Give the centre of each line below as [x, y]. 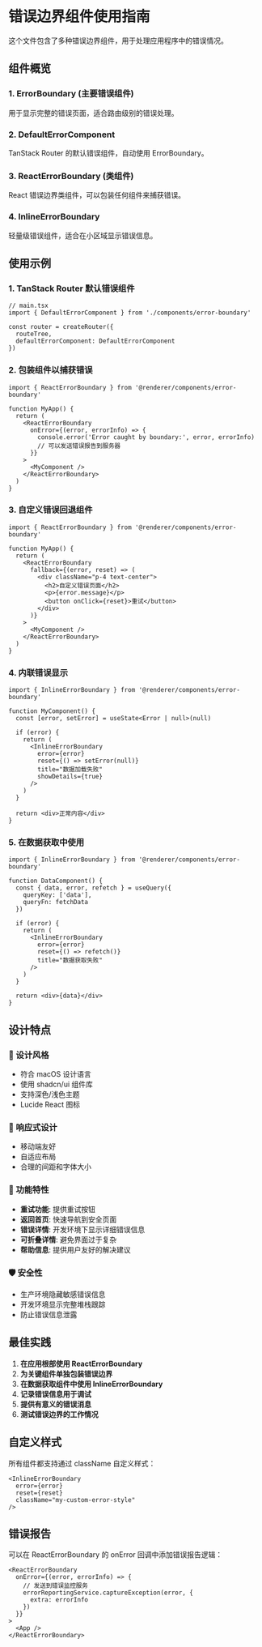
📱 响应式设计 [33, 1127]
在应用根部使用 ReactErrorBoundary [81, 1363]
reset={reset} [39, 1493]
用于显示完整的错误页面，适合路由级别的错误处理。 [93, 113]
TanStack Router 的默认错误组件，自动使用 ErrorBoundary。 [108, 153]
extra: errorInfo [59, 1600]
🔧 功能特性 [29, 1190]
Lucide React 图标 [50, 1105]
